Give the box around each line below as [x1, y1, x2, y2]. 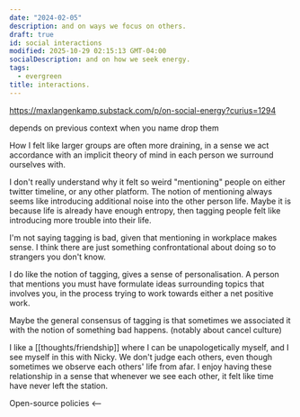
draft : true [9, 30, 54, 39]
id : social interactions [9, 38, 102, 48]
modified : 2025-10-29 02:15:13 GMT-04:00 [9, 47, 167, 56]
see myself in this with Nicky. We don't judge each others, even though [9, 351, 273, 362]
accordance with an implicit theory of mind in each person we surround [9, 150, 274, 160]
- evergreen [17, 72, 63, 81]
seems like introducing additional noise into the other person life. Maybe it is [9, 195, 292, 206]
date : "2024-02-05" [9, 13, 83, 23]
